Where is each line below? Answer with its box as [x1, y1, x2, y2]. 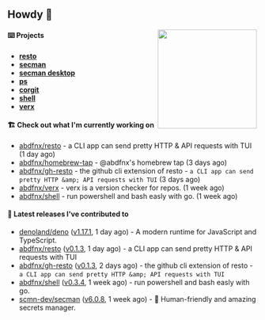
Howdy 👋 [7, 8, 53, 21]
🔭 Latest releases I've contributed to [7, 209, 129, 219]
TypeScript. [18, 235, 57, 245]
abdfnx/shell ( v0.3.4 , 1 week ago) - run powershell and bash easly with [18, 278, 250, 287]
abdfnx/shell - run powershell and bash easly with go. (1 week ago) [18, 191, 238, 200]
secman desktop [18, 68, 76, 78]
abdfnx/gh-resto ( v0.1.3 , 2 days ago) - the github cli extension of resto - [18, 261, 254, 270]
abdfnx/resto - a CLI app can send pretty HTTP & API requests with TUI [18, 140, 252, 150]
